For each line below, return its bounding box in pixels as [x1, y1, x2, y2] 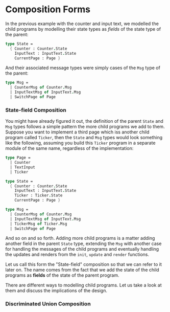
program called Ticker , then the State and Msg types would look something [5, 135, 162, 141]
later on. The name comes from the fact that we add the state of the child [5, 267, 159, 273]
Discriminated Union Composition [5, 300, 91, 307]
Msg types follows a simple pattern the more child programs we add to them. [5, 124, 165, 130]
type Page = [5, 155, 31, 161]
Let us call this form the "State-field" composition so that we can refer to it [5, 261, 162, 268]
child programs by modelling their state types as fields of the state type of [5, 26, 161, 32]
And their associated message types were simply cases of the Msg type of [5, 65, 161, 71]
